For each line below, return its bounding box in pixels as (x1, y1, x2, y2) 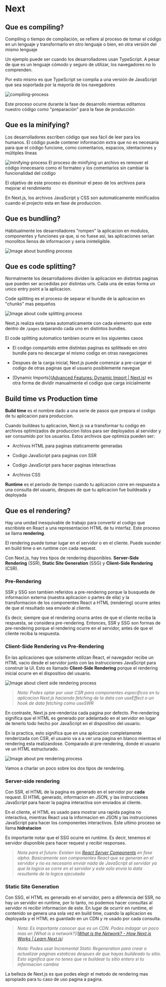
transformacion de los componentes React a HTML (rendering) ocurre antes (5, 600, 161, 606)
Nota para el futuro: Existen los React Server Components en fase (17, 850, 153, 856)
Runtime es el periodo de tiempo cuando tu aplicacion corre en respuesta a (5, 482, 160, 488)
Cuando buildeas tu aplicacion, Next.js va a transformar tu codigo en (5, 423, 146, 429)
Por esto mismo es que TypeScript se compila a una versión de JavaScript (5, 77, 157, 82)
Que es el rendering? (5, 506, 71, 515)
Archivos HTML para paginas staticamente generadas (12, 443, 123, 449)
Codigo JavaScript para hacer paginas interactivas (12, 462, 116, 468)
